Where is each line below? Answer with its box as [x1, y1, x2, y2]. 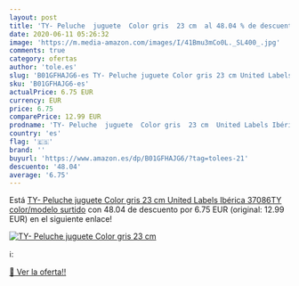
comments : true [9, 46, 66, 55]
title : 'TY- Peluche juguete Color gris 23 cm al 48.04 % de [9, 21, 256, 30]
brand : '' [9, 145, 46, 154]
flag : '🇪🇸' [9, 137, 53, 146]
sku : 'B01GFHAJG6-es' [9, 79, 90, 88]
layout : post [9, 12, 58, 22]
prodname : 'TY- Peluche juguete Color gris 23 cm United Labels [9, 121, 269, 130]
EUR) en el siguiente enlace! [9, 214, 113, 225]
